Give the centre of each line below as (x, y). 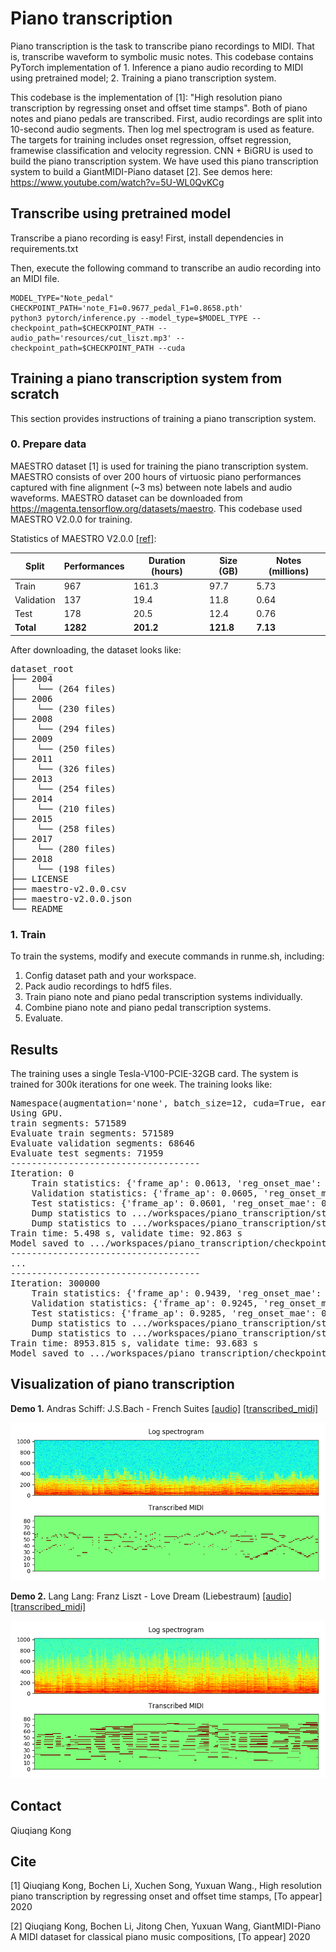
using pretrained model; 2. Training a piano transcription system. (143, 78)
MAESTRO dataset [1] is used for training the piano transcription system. (159, 466)
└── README (37, 908)
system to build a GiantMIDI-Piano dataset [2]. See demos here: (141, 171)
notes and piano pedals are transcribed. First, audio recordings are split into (166, 118)
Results (34, 1049)
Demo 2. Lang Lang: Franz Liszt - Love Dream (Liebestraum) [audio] (151, 1596)
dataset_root (42, 668)
